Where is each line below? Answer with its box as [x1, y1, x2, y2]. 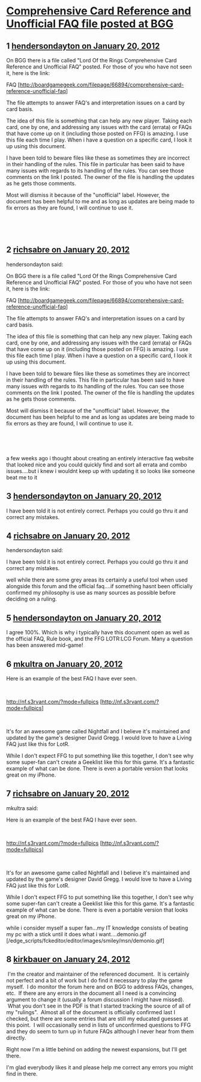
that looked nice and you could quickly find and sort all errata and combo [6, 461, 187, 468]
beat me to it [6, 473, 38, 481]
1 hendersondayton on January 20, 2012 [6, 41, 160, 51]
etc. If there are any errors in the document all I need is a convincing [6, 989, 177, 997]
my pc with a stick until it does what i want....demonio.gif [6, 930, 147, 937]
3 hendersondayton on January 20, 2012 [6, 491, 162, 502]
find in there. [6, 1070, 38, 1077]
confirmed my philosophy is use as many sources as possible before [6, 589, 176, 597]
